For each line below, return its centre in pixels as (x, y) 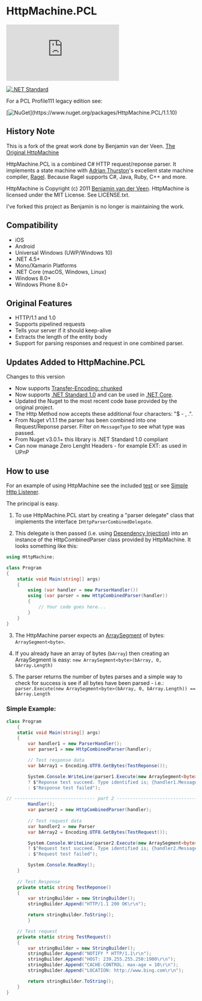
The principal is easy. (32, 504)
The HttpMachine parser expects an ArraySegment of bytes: (90, 635)
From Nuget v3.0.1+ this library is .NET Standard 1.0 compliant (91, 439)
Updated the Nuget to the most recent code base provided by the (96, 401)
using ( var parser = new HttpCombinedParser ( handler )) (98, 596)
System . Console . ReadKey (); (62, 865)
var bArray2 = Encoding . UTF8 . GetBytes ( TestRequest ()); (98, 832)
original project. (34, 407)
